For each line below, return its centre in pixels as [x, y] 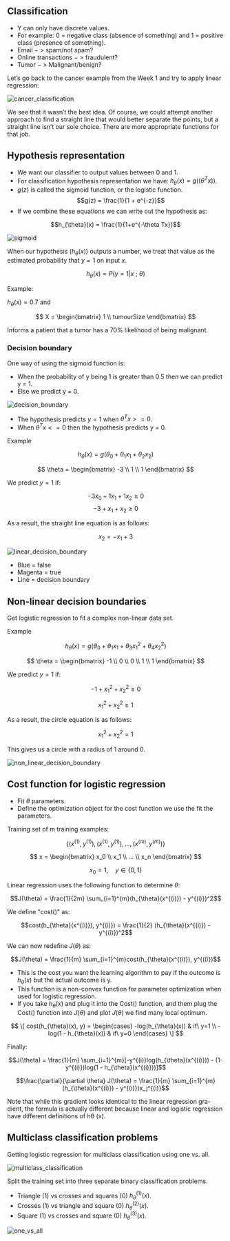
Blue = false [34, 565]
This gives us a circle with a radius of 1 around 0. [76, 749]
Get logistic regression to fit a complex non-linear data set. [91, 618]
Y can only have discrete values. [63, 28]
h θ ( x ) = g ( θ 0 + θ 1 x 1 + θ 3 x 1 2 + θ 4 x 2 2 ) [116, 646]
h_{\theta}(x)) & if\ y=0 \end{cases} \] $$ [126, 1033]
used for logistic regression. [57, 996]
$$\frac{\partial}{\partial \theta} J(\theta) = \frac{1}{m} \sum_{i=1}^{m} [116, 1080]
